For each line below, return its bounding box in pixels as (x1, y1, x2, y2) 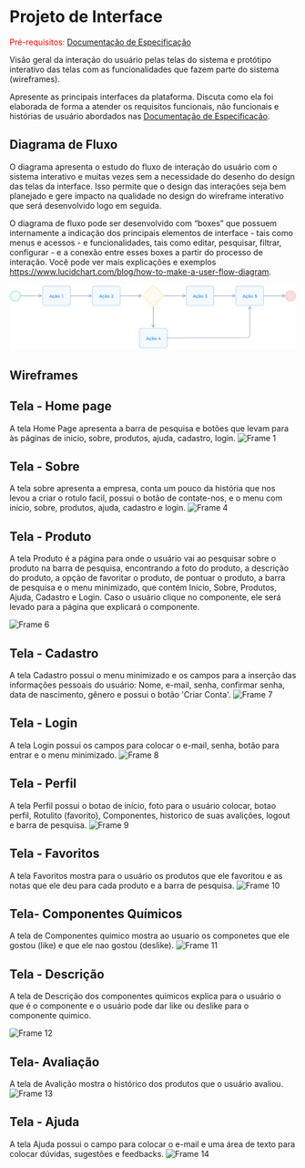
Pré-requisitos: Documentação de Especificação (9, 36, 191, 47)
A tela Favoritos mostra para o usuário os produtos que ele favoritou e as (9, 870, 283, 881)
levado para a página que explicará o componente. (9, 602, 200, 613)
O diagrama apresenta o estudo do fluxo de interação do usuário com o (9, 161, 278, 172)
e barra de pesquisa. (9, 819, 87, 831)
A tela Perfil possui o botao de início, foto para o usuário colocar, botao (9, 800, 277, 811)
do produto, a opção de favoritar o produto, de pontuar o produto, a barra (9, 573, 286, 584)
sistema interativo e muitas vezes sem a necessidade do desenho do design (9, 171, 296, 181)
